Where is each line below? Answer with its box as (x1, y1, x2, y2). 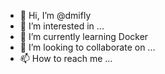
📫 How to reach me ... (19, 53, 113, 64)
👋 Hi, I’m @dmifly (19, 10, 92, 21)
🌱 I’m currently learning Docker (19, 31, 149, 42)
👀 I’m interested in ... (19, 20, 105, 32)
